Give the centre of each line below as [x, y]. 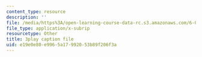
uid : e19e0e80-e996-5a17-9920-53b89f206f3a [62, 45]
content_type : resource [36, 12]
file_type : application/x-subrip [48, 28]
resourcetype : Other [32, 34]
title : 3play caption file [40, 39]
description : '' [26, 17]
